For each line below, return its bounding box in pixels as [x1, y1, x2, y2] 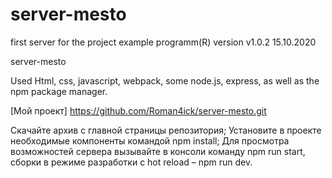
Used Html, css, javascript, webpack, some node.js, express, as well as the [10, 74, 320, 87]
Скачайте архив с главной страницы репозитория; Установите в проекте [10, 124, 322, 136]
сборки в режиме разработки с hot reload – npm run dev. [10, 156, 253, 168]
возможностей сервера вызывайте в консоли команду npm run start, [10, 145, 306, 157]
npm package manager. [10, 85, 108, 97]
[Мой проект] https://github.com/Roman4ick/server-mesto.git [10, 104, 267, 117]
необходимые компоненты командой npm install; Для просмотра [10, 134, 290, 147]
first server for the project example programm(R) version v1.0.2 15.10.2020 [10, 36, 317, 48]
